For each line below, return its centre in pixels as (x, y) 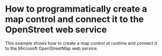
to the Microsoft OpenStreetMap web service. (52, 48)
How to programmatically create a (76, 9)
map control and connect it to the (75, 19)
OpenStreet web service (56, 30)
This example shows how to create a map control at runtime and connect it (81, 43)
